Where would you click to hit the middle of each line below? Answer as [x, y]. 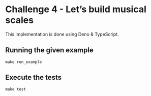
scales [20, 20]
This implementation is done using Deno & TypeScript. [62, 34]
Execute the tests [34, 77]
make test [16, 89]
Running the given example [50, 50]
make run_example [24, 62]
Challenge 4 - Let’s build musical [76, 9]
